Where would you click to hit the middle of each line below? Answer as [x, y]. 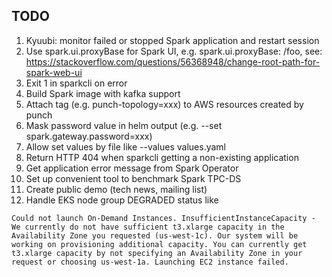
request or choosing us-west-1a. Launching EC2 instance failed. [150, 262]
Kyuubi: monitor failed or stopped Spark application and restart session [172, 40]
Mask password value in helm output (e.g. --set [124, 125]
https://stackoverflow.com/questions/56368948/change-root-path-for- [173, 61]
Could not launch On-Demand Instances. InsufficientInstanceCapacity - [163, 218]
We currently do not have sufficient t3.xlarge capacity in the [148, 227]
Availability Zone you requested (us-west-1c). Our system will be [155, 235]
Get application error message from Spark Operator [132, 168]
